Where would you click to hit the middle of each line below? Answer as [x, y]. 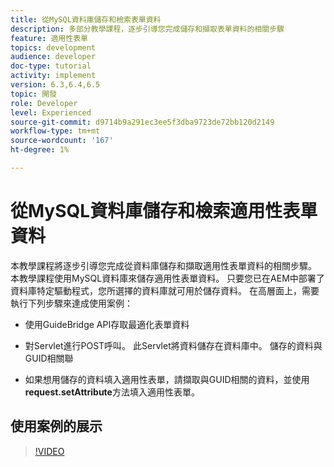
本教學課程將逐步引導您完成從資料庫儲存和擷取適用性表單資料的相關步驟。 [163, 265]
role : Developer [44, 103]
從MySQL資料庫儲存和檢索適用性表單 [164, 211]
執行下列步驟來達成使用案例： [71, 303]
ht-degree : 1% [40, 150]
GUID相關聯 [49, 358]
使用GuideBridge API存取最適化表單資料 [107, 324]
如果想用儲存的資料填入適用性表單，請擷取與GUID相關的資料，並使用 [167, 379]
